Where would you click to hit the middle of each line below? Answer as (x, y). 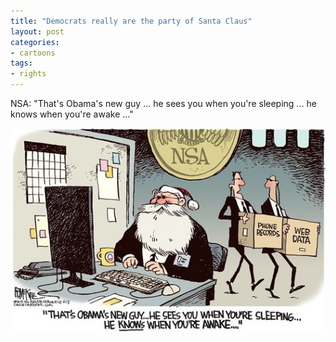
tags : (21, 63)
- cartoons (33, 53)
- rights (28, 74)
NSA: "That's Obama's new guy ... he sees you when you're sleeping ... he (163, 103)
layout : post (37, 31)
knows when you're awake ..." (72, 114)
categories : (35, 42)
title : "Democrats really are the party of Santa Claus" (131, 21)
